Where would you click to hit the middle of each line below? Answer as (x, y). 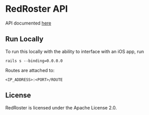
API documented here (28, 23)
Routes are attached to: (30, 70)
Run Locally (24, 39)
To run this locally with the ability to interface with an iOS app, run (75, 51)
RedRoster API (37, 9)
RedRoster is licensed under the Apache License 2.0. (61, 107)
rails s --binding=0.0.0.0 (34, 61)
